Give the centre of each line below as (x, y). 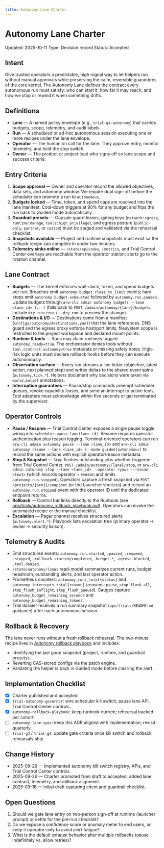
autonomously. (27, 359)
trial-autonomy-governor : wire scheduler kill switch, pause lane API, (81, 701)
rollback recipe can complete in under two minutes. (64, 244)
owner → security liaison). (38, 526)
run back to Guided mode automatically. (52, 212)
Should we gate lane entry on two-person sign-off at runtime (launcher (84, 814)
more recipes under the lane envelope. (51, 138)
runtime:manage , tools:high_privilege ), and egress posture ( (74, 223)
